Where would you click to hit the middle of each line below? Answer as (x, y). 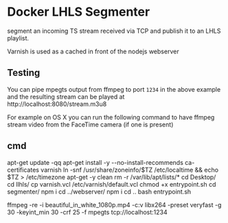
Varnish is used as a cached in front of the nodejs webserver (93, 51)
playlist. (18, 38)
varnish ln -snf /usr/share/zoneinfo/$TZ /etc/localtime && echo (129, 170)
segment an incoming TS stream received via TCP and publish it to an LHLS (114, 31)
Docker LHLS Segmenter (79, 12)
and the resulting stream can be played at (66, 96)
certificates (23, 170)
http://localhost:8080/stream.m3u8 (57, 104)
